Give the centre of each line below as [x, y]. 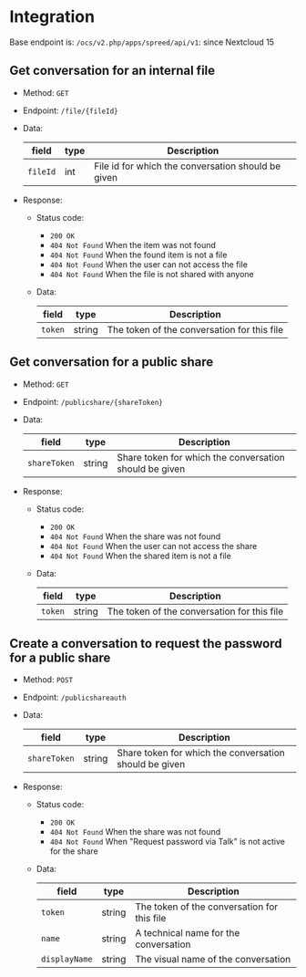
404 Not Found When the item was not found [133, 244]
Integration [52, 17]
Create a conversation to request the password [146, 644]
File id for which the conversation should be [188, 166]
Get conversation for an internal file [112, 71]
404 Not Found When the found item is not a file [138, 255]
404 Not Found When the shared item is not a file [141, 556]
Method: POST [48, 680]
